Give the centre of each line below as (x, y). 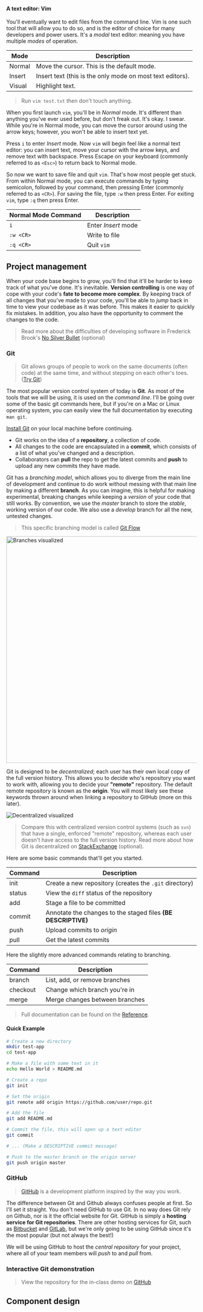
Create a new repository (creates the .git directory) (120, 883)
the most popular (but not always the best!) (60, 1235)
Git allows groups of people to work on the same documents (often (104, 366)
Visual (18, 86)
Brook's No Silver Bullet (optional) (63, 338)
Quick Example (26, 1028)
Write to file (103, 235)
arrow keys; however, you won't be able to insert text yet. (78, 132)
